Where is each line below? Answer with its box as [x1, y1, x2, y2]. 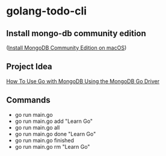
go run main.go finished [14, 137, 74, 144]
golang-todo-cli [6, 4, 87, 18]
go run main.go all [14, 123, 60, 131]
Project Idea [6, 61, 52, 72]
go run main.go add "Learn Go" [14, 117, 93, 125]
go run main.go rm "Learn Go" [14, 143, 90, 150]
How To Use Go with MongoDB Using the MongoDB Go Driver [6, 77, 160, 85]
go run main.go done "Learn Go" [14, 130, 96, 137]
